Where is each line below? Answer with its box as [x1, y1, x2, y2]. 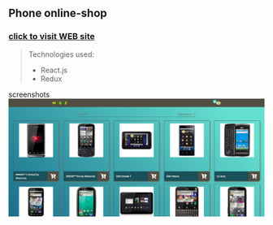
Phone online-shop [8, 6, 107, 20]
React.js [40, 65, 67, 75]
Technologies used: [28, 49, 95, 59]
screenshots [8, 89, 50, 99]
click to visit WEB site [8, 31, 95, 42]
